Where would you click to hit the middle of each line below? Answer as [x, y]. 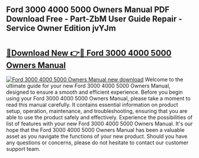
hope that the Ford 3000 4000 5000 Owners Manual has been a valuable [95, 130]
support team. [23, 149]
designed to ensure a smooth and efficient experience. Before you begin [94, 92]
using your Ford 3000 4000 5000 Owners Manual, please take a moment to [98, 98]
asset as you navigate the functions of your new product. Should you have [97, 136]
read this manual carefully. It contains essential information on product [92, 105]
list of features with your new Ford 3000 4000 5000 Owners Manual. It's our [99, 124]
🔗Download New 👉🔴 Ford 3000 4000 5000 [89, 53]
